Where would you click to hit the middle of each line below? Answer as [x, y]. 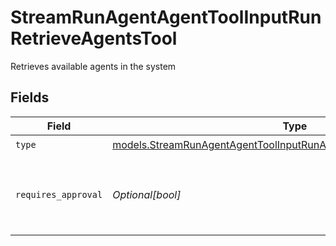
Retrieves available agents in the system [93, 66]
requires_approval [59, 194]
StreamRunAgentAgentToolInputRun [166, 17]
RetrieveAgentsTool [94, 38]
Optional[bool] [147, 194]
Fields [30, 97]
